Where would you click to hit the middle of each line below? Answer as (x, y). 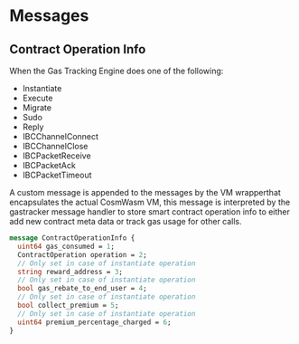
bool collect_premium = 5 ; (68, 305)
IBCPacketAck (49, 165)
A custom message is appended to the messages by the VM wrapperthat (145, 192)
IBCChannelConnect (61, 136)
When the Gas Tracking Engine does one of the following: (117, 71)
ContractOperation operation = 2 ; (82, 254)
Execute (37, 98)
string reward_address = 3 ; (70, 272)
